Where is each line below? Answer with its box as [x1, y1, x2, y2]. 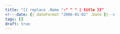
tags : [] [5, 16, 23, 21]
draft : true [5, 21, 30, 26]
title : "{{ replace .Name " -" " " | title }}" [5, 7, 104, 12]
